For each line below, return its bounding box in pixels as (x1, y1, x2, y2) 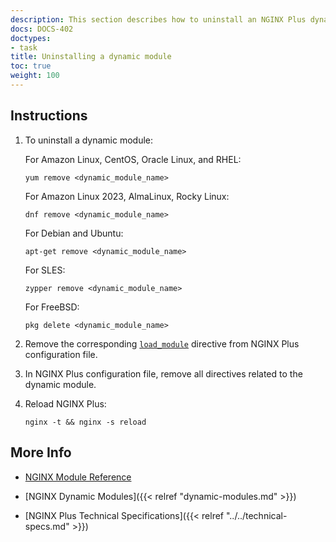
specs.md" (24, 520, 70, 532)
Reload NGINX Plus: (24, 397, 107, 410)
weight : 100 (10, 71, 60, 81)
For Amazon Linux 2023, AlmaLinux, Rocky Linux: (24, 190, 230, 202)
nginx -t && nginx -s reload (24, 417, 147, 427)
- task (10, 42, 38, 53)
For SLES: (24, 264, 66, 276)
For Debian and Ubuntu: (24, 227, 124, 239)
